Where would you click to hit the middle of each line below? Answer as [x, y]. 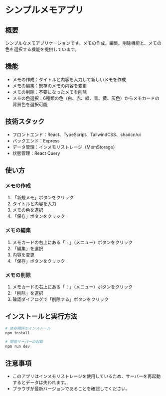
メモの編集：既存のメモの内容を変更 [50, 86]
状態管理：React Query [36, 153]
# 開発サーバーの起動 [24, 342]
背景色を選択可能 [30, 104]
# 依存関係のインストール [28, 328]
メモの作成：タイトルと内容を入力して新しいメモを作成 [69, 79]
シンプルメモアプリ [44, 10]
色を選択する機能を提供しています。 [42, 49]
